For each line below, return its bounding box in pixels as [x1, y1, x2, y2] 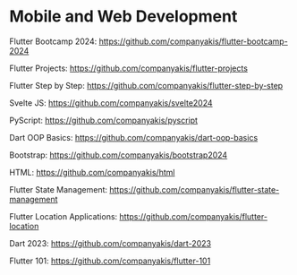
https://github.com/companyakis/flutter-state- [109, 184, 280, 194]
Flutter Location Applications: [9, 211, 118, 221]
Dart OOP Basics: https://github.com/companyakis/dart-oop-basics [9, 132, 259, 142]
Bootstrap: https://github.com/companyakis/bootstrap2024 [9, 150, 228, 160]
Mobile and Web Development [9, 6, 238, 27]
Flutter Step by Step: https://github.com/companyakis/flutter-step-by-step [9, 80, 284, 90]
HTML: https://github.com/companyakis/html [9, 167, 175, 177]
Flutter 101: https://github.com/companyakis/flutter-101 [9, 255, 211, 266]
